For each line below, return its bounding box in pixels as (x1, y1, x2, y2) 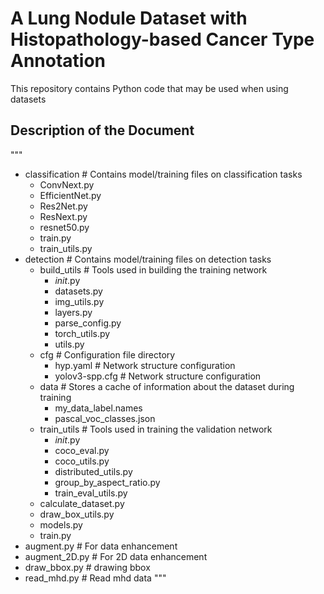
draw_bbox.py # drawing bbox (24, 561, 151, 573)
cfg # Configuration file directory (39, 348, 176, 361)
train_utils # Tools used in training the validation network (39, 423, 273, 435)
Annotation (10, 50, 107, 72)
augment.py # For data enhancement (24, 540, 178, 552)
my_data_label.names (54, 402, 143, 414)
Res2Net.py (39, 200, 88, 212)
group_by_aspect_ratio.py (54, 476, 161, 488)
